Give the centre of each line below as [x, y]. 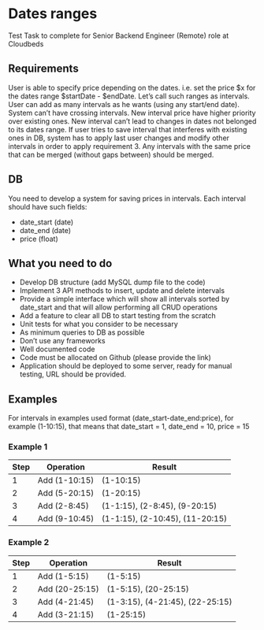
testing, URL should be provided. [73, 374]
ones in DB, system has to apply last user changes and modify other [119, 138]
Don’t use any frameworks [62, 341]
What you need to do [60, 263]
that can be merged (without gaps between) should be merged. [111, 154]
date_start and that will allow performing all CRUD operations [119, 307]
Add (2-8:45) [63, 506]
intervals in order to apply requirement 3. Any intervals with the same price [129, 146]
